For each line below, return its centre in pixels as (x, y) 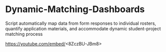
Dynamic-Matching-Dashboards (75, 9)
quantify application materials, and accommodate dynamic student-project (83, 28)
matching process (24, 34)
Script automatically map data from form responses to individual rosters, (81, 23)
